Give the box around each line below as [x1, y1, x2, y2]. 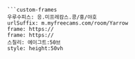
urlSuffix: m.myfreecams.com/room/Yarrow [7, 20, 129, 27]
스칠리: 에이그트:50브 [7, 39, 61, 46]
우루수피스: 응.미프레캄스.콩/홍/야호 [7, 14, 98, 21]
